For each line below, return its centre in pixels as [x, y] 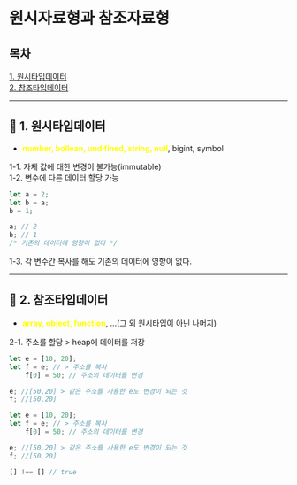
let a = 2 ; [29, 194]
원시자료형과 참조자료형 [89, 18]
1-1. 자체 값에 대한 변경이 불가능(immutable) [85, 166]
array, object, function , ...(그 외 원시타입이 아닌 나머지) [119, 323]
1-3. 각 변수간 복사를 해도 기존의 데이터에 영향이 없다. [101, 261]
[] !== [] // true [43, 472]
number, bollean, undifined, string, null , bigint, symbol [122, 148]
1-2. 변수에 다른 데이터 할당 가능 [64, 177]
